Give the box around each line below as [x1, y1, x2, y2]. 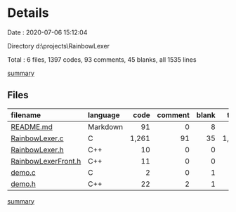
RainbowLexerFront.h [11, 156, 81, 166]
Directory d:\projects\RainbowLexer [7, 41, 110, 50]
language [87, 110, 121, 120]
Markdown [87, 121, 124, 131]
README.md [11, 121, 53, 131]
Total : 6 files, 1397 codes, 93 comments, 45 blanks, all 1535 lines [7, 55, 197, 64]
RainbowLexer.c [11, 133, 64, 143]
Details [7, 5, 49, 21]
